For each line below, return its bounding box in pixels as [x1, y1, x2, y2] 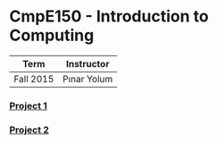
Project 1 [9, 99, 47, 112]
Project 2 [9, 123, 49, 136]
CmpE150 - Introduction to [9, 6, 209, 27]
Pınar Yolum [62, 72, 113, 85]
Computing [9, 25, 95, 46]
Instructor [65, 57, 110, 70]
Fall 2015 [13, 72, 54, 85]
